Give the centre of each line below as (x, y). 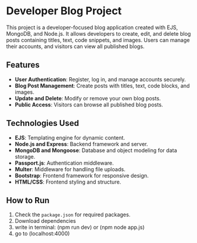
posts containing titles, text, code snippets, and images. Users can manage (98, 40)
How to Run (28, 200)
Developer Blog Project (64, 11)
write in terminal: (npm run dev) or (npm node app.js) (80, 228)
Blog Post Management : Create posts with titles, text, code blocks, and (102, 86)
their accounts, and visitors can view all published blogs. (75, 46)
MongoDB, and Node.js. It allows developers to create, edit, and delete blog (99, 33)
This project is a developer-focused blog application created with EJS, (92, 27)
